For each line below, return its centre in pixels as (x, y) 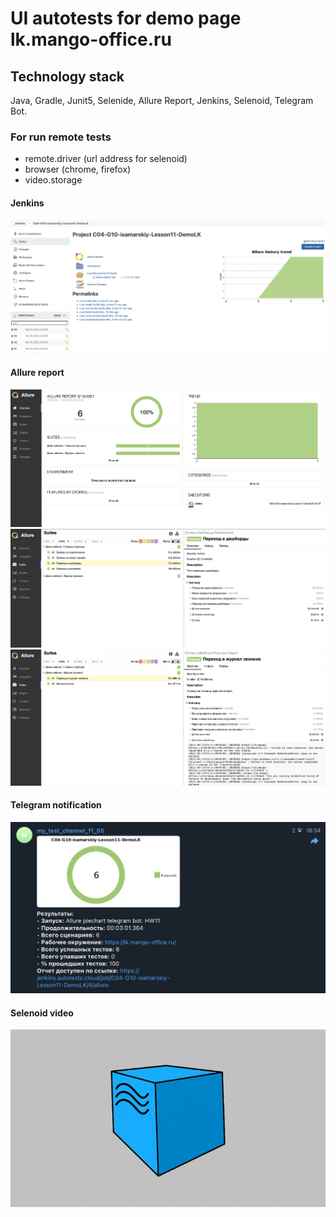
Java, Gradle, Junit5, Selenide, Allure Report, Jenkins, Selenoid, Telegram (162, 100)
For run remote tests (61, 137)
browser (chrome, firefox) (78, 169)
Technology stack (67, 76)
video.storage (53, 180)
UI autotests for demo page (126, 18)
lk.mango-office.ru (91, 39)
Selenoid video (42, 1013)
